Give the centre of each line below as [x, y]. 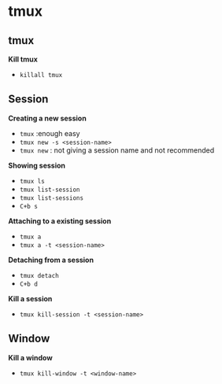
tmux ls [32, 181]
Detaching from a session [51, 260]
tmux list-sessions [52, 198]
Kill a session [30, 298]
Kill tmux [23, 59]
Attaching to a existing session [60, 221]
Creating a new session [47, 118]
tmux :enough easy [50, 133]
